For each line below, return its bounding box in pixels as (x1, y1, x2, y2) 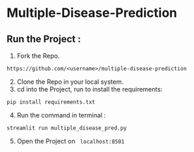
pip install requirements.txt (6, 99, 96, 106)
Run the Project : (6, 33, 81, 45)
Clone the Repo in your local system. (16, 77, 124, 86)
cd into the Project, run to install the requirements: (16, 85, 163, 93)
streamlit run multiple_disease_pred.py (6, 125, 128, 132)
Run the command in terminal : (16, 111, 107, 119)
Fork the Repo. (16, 51, 60, 60)
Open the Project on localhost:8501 (16, 137, 125, 145)
